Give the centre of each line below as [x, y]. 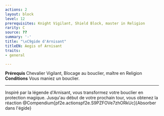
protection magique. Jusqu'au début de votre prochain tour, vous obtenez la [82, 98]
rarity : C [15, 28]
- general [15, 55]
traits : [13, 50]
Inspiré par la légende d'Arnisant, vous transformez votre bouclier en [74, 93]
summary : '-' [18, 37]
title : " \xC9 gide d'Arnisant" [36, 42]
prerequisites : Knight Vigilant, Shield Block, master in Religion [75, 23]
